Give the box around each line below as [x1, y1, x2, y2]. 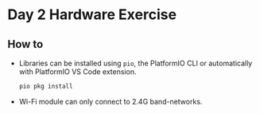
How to [7, 37, 44, 51]
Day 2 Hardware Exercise [7, 6, 177, 24]
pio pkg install [18, 82, 73, 90]
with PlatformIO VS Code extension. [18, 67, 137, 77]
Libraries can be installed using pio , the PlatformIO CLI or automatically [18, 58, 253, 68]
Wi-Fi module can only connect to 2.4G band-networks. [18, 96, 203, 106]
